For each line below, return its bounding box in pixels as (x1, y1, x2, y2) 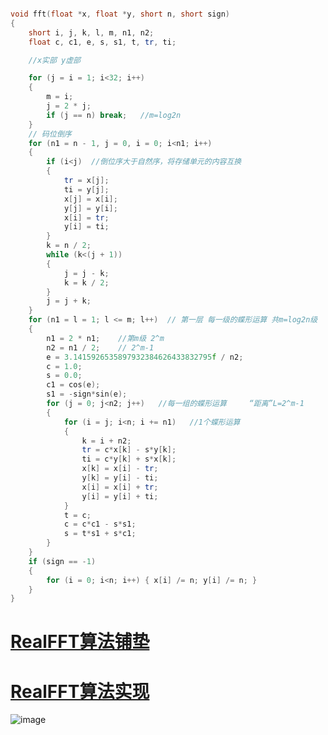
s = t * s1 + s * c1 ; (63, 529, 137, 539)
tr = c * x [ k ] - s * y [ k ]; (81, 445, 177, 455)
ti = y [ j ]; (63, 184, 110, 195)
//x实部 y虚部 (28, 55, 81, 65)
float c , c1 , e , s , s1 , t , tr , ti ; (28, 37, 177, 47)
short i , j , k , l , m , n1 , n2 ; (28, 27, 155, 38)
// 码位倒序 (28, 129, 72, 139)
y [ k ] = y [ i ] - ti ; (81, 473, 159, 483)
